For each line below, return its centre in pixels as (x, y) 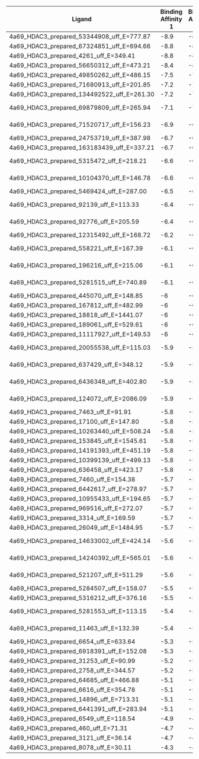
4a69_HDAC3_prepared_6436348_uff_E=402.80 (78, 382)
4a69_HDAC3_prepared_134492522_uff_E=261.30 (82, 94)
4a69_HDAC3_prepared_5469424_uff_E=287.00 (78, 191)
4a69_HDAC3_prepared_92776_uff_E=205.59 (74, 222)
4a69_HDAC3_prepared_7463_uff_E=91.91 (70, 412)
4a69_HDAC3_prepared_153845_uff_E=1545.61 (78, 441)
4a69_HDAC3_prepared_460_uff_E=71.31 (68, 728)
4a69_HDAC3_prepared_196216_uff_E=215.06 (76, 265)
